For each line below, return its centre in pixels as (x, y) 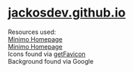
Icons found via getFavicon (47, 54)
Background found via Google (51, 61)
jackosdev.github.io (67, 13)
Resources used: (32, 32)
